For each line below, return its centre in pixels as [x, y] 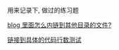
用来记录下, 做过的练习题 [43, 10]
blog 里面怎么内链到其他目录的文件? [60, 25]
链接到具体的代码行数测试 [44, 40]
